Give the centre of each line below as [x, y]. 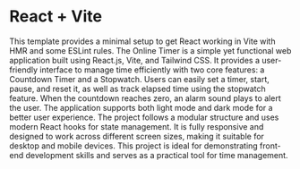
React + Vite [56, 17]
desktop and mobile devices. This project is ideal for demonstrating [133, 146]
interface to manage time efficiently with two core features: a [152, 70]
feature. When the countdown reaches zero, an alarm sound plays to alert [145, 98]
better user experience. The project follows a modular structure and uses [144, 117]
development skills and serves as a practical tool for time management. [157, 155]
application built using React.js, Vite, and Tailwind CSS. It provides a [135, 60]
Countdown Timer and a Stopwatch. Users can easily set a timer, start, [140, 79]
